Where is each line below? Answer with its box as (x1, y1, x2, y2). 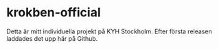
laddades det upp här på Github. (6, 34, 98, 42)
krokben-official (6, 5, 101, 20)
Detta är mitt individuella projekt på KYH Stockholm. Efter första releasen (6, 27, 212, 35)
